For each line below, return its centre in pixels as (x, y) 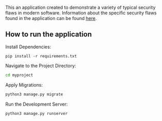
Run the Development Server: (37, 104)
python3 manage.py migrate (34, 94)
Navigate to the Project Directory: (41, 66)
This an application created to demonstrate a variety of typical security (80, 7)
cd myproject (19, 75)
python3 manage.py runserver (37, 113)
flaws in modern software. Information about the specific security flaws (81, 13)
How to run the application (49, 35)
